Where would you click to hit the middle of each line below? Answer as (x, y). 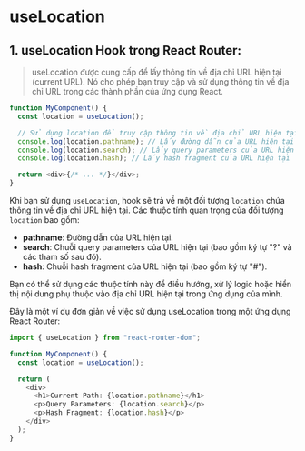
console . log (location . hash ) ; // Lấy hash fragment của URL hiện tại (154, 158)
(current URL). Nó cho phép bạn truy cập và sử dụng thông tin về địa (160, 82)
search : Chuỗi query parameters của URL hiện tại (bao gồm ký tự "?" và (157, 247)
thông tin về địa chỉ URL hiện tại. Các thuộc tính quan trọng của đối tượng (147, 210)
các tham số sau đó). (62, 257)
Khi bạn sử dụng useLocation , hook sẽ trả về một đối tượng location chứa (148, 200)
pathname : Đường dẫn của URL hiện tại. (98, 237)
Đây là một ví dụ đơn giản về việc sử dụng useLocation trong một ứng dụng (150, 311)
